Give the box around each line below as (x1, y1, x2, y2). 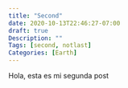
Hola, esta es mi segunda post (8, 71, 109, 80)
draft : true (8, 26, 48, 34)
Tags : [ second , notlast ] (8, 42, 92, 50)
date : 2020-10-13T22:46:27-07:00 (8, 19, 121, 27)
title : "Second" (8, 11, 63, 20)
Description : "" (8, 34, 63, 42)
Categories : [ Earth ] (8, 49, 78, 57)
